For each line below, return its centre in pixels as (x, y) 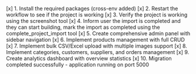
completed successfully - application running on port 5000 (78, 65)
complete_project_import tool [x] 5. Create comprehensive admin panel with (98, 33)
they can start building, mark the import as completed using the (83, 27)
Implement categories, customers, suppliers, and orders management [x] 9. (98, 52)
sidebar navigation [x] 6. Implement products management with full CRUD (96, 40)
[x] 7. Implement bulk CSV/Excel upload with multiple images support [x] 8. (97, 46)
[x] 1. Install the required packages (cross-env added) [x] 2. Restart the (92, 9)
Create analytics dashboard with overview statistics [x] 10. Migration (89, 58)
